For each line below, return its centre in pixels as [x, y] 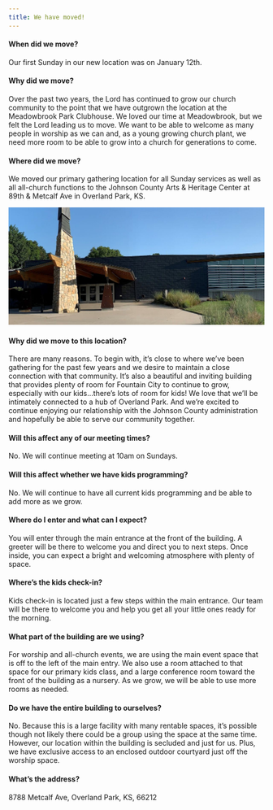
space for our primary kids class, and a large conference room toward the [132, 672]
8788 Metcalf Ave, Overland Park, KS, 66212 [83, 797]
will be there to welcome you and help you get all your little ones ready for [132, 609]
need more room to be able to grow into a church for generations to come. [133, 142]
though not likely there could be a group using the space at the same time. [133, 734]
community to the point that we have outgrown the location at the [118, 108]
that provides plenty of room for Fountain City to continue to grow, [119, 385]
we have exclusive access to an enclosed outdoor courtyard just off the [128, 751]
